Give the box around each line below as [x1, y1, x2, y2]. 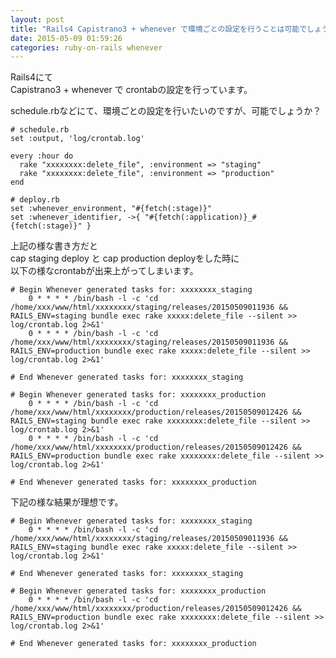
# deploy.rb [10, 195, 60, 205]
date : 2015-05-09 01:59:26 [10, 33, 123, 43]
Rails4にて [10, 71, 54, 83]
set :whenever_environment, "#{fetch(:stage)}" [10, 204, 213, 214]
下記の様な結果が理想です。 [10, 496, 124, 508]
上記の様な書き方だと [10, 240, 98, 252]
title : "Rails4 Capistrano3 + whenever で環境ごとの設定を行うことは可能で [10, 24, 308, 34]
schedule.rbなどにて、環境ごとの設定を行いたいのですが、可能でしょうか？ [10, 105, 322, 117]
